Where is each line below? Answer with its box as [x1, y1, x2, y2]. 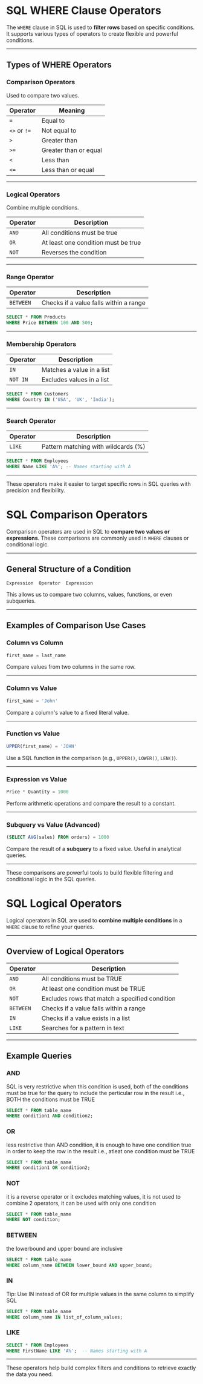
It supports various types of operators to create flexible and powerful [6, 30, 178, 37]
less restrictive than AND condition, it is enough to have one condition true [6, 1141, 192, 1148]
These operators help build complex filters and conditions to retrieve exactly [6, 1364, 196, 1372]
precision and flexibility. [6, 487, 65, 494]
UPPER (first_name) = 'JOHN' [6, 743, 77, 749]
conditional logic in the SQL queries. [6, 876, 97, 883]
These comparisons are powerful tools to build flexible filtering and [6, 869, 173, 876]
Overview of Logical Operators [6, 946, 124, 957]
